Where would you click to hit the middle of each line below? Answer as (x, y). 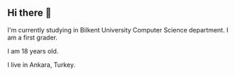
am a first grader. (33, 37)
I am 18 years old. (33, 51)
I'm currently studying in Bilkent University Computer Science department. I (118, 30)
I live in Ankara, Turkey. (42, 65)
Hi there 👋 (29, 13)
